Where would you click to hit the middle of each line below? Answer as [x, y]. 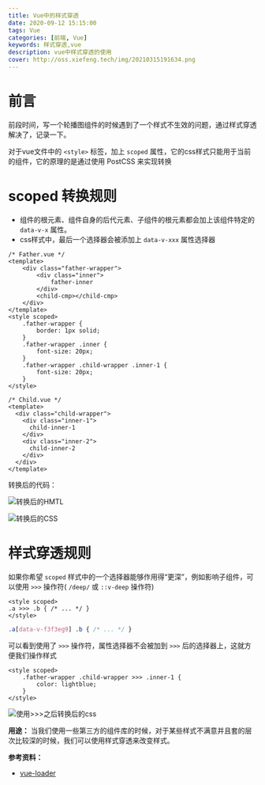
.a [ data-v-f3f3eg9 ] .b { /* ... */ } [70, 629]
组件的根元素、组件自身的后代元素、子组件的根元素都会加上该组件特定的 [137, 219]
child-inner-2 [52, 448]
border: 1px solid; [69, 330]
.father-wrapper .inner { [65, 344]
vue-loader [38, 773]
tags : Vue [24, 30]
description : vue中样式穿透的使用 [60, 52]
